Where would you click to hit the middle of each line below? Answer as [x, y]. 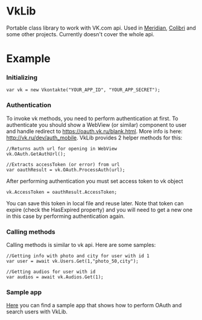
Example [28, 59]
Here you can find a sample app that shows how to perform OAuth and [94, 306]
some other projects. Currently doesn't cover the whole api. [80, 34]
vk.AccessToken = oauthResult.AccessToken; [62, 192]
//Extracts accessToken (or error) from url [63, 164]
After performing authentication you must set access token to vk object [95, 181]
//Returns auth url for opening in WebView [62, 149]
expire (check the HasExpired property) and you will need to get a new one [99, 210]
